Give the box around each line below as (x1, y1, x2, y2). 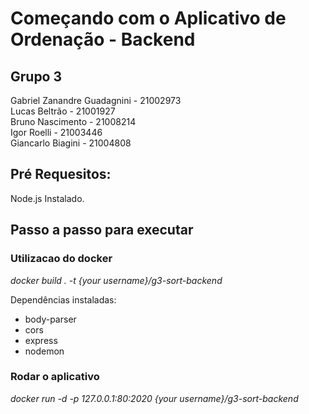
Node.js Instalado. (10, 192, 85, 204)
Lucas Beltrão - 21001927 (10, 105, 116, 117)
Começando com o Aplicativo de (10, 7, 287, 30)
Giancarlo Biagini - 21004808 (10, 137, 132, 149)
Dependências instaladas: (10, 293, 117, 306)
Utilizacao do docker (10, 252, 113, 266)
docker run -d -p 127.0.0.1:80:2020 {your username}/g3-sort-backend (10, 392, 299, 404)
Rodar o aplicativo (10, 370, 100, 384)
